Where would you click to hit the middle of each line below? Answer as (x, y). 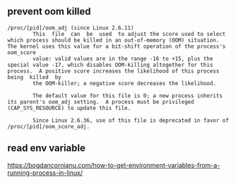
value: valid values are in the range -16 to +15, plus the (123, 59)
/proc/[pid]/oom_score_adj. (49, 126)
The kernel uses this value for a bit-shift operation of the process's (117, 46)
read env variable (47, 148)
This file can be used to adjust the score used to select (129, 34)
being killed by (34, 77)
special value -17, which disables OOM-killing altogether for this (110, 65)
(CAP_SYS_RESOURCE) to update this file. (69, 108)
